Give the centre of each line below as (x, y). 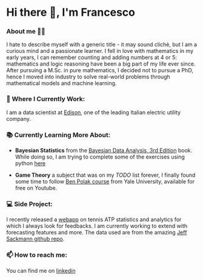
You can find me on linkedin (41, 270)
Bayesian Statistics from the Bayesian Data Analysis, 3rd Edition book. (104, 151)
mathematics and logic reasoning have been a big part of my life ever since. (101, 64)
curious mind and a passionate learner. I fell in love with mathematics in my (100, 51)
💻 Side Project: (29, 204)
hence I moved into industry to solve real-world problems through (88, 77)
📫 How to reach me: (37, 255)
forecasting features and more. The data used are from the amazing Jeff (97, 233)
